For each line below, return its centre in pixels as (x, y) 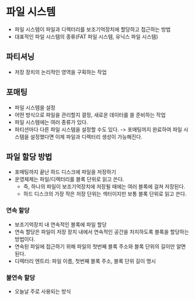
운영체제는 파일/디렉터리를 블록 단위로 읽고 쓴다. (69, 180)
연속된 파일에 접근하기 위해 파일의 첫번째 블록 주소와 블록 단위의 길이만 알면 (100, 246)
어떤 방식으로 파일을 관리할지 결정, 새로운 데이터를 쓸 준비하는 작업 (90, 115)
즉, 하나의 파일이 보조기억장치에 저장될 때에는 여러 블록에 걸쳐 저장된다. (104, 187)
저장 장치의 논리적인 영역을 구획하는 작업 (60, 72)
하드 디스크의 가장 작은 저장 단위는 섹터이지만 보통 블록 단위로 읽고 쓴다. (105, 194)
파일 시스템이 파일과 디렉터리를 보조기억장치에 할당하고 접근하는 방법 (93, 29)
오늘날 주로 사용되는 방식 (43, 291)
